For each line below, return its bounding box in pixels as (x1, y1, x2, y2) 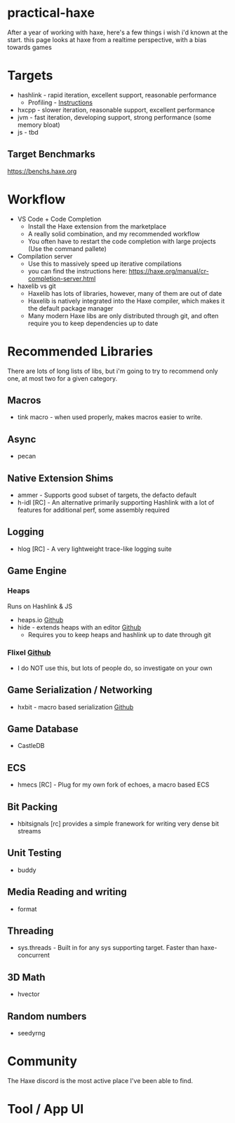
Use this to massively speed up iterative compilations (27, 259, 182, 268)
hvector (17, 990, 40, 998)
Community (7, 1054, 78, 1070)
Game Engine (7, 565, 67, 577)
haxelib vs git (17, 282, 56, 290)
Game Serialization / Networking (7, 684, 153, 696)
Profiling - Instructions (27, 98, 93, 107)
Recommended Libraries (7, 343, 154, 359)
